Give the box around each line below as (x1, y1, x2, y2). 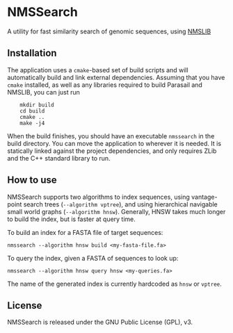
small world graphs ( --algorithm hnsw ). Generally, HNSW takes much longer (7, 207, 226, 216)
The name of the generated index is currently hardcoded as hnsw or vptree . (7, 279, 223, 288)
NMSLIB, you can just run (7, 88, 80, 96)
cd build (19, 107, 45, 115)
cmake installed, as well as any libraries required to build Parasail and (7, 81, 203, 89)
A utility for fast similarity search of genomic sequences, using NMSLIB (7, 27, 211, 35)
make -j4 (19, 120, 45, 127)
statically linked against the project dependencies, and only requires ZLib (7, 147, 217, 155)
